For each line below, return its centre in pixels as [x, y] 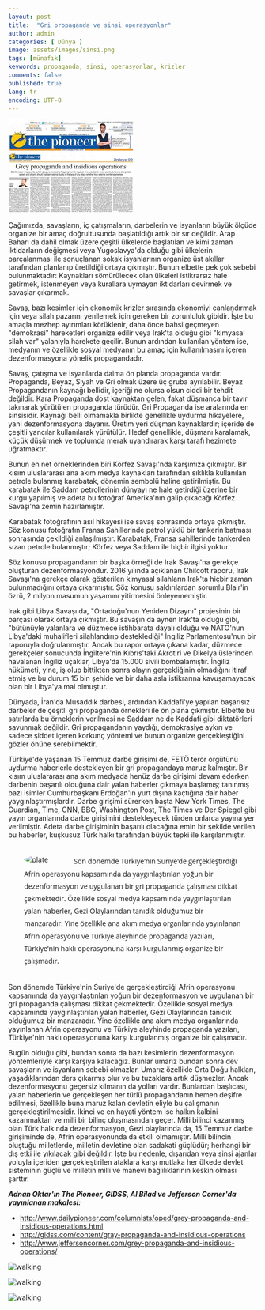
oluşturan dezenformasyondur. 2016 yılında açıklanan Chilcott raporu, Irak [129, 571]
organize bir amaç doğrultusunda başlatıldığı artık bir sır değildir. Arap [122, 234]
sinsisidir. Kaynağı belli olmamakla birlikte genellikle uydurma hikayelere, [126, 416]
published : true [35, 83]
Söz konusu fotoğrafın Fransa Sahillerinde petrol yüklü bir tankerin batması [130, 530]
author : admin [32, 33]
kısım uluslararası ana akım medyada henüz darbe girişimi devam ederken [129, 776]
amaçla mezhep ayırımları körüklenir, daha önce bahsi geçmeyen [114, 325]
